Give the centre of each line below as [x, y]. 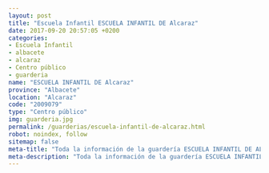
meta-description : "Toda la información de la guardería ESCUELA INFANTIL [136, 156]
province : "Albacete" [44, 90]
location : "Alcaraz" [43, 97]
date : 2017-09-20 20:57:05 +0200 [64, 30]
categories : [28, 38]
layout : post [30, 16]
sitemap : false [34, 142]
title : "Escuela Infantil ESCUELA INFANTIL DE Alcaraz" [103, 23]
